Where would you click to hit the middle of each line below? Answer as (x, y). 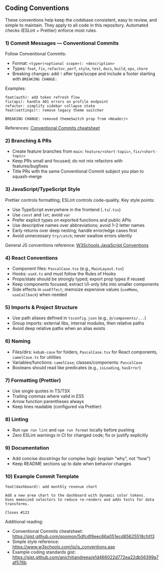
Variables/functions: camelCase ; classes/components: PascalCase (77, 362)
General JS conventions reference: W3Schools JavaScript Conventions (77, 245)
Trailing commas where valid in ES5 (48, 396)
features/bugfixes (30, 166)
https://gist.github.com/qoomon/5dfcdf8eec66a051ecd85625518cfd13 (83, 536)
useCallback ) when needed (39, 295)
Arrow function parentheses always (48, 401)
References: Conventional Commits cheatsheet (53, 128)
